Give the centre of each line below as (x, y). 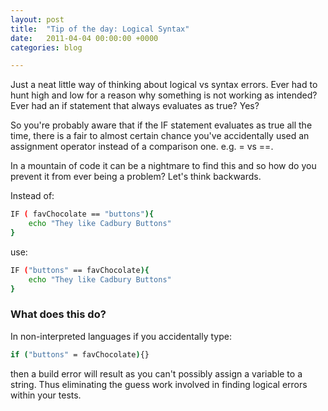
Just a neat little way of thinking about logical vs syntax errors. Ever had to (164, 85)
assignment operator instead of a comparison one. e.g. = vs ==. (142, 147)
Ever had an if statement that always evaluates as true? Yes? (135, 106)
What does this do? (58, 314)
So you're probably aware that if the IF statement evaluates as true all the (161, 125)
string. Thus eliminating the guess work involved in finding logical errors (159, 384)
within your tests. (46, 395)
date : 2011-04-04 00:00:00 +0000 (84, 38)
